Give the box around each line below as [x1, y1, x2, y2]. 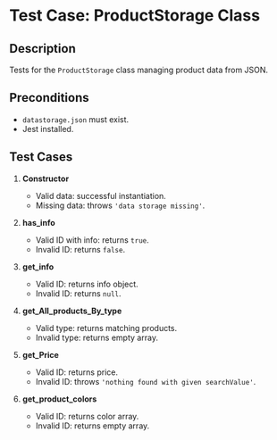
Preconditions [9, 90, 89, 105]
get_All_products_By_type [21, 305, 122, 316]
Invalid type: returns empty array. [35, 332, 159, 343]
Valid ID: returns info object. [35, 278, 138, 289]
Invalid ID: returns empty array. [35, 420, 150, 431]
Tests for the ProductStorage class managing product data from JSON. [9, 64, 269, 75]
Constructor [21, 173, 70, 184]
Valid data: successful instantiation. [35, 190, 167, 201]
